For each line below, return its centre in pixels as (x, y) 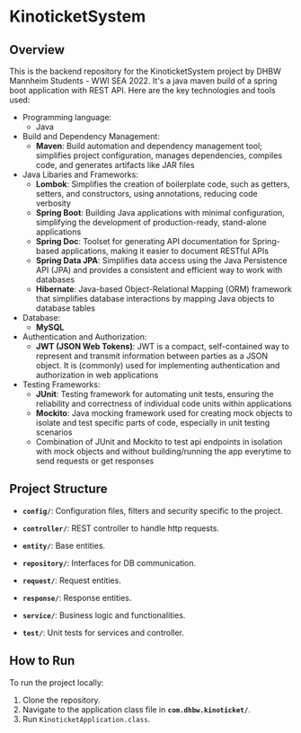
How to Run (42, 661)
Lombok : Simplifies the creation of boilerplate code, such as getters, (163, 184)
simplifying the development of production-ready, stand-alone (151, 222)
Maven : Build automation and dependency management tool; (149, 146)
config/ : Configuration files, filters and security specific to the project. (152, 510)
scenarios (54, 432)
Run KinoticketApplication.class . (86, 719)
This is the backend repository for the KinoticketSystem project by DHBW (145, 71)
